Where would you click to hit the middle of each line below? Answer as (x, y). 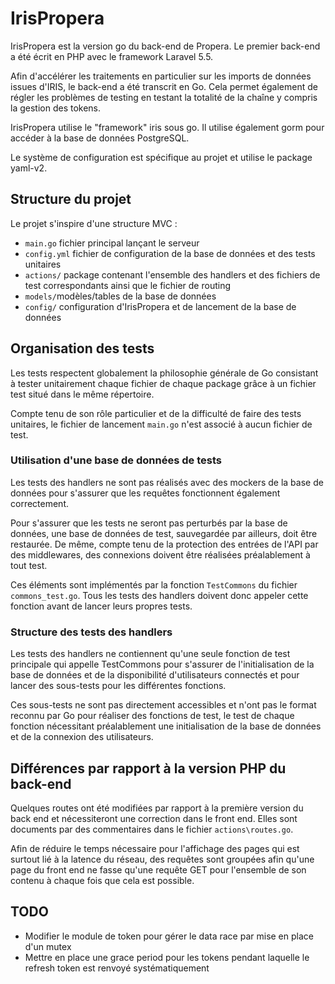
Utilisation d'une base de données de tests (116, 460)
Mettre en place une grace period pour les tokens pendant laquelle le (167, 957)
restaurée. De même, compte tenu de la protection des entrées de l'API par (164, 544)
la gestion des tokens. (56, 108)
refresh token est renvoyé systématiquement (117, 968)
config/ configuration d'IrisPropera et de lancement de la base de (160, 306)
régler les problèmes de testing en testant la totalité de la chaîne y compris (164, 97)
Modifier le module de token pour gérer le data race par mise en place (169, 936)
